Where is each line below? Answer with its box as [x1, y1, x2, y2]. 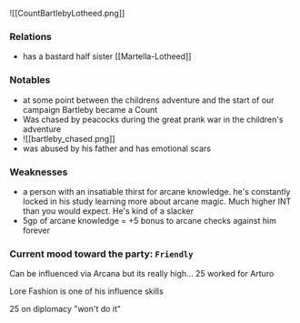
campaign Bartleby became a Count [22, 104, 158, 115]
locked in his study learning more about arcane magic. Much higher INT [22, 196, 292, 207]
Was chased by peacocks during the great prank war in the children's [22, 114, 284, 125]
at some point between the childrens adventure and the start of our [22, 95, 275, 106]
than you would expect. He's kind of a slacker [22, 205, 194, 217]
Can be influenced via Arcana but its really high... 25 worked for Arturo [9, 268, 275, 279]
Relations [9, 30, 53, 43]
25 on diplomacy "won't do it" [9, 304, 121, 315]
